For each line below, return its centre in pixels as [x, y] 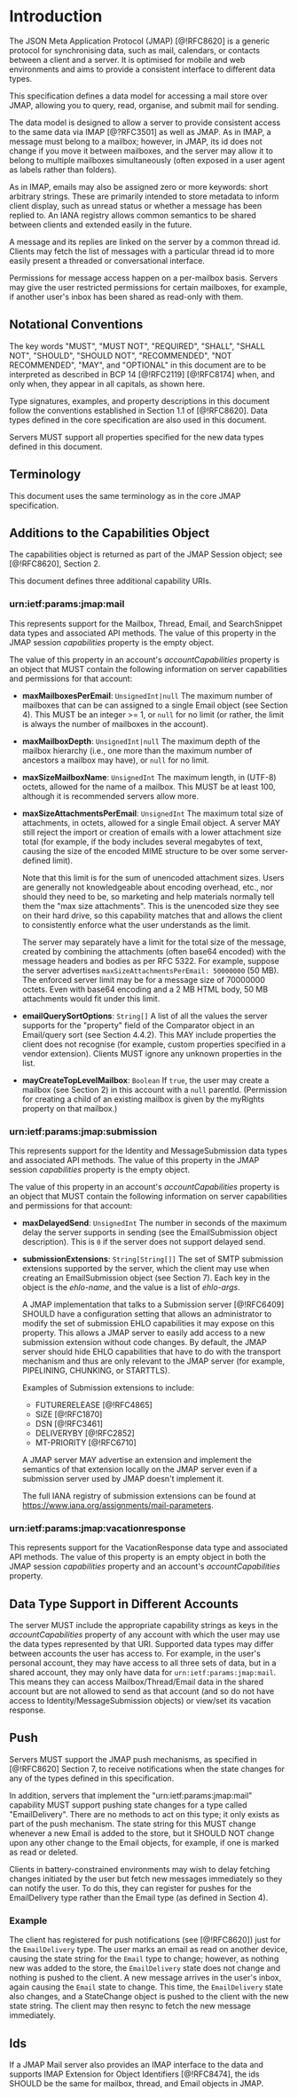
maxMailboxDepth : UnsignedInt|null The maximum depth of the [141, 741]
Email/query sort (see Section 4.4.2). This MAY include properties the [149, 1034]
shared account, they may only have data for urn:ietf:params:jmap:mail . [143, 1673]
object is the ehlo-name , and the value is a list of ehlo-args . [131, 1287]
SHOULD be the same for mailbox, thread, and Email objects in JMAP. [137, 2083]
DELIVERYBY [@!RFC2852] [85, 1433]
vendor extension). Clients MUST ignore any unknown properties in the [152, 1053]
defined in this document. [56, 447]
